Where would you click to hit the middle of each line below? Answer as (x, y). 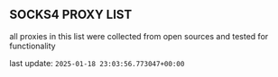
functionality (32, 46)
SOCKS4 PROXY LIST (71, 15)
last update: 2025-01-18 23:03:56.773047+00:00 (97, 63)
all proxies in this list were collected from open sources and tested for (139, 36)
